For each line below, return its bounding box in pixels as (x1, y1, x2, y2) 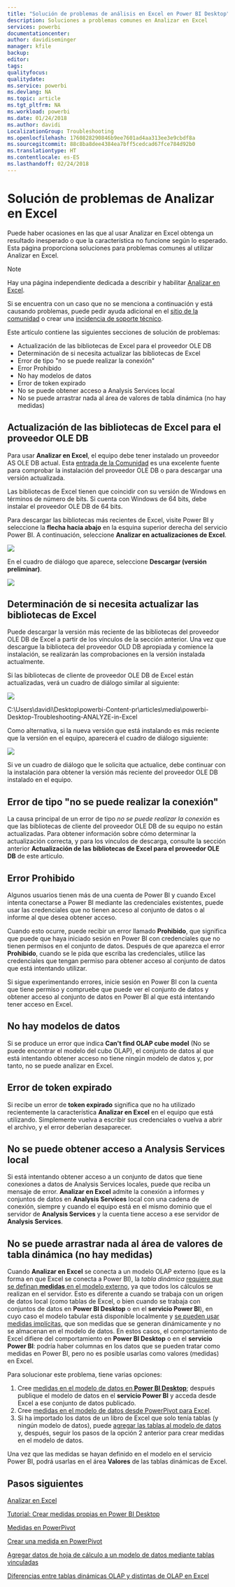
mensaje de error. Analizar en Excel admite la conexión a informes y (7, 1188, 205, 1196)
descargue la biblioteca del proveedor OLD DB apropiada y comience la (7, 643, 214, 651)
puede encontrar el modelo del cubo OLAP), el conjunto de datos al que (7, 1047, 215, 1055)
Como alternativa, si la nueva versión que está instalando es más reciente (7, 726, 220, 735)
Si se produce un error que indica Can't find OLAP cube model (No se (7, 1039, 211, 1047)
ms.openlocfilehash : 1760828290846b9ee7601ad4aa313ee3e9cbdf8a (7, 134, 196, 141)
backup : (7, 50, 30, 57)
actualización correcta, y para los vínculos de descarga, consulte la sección (7, 837, 226, 846)
